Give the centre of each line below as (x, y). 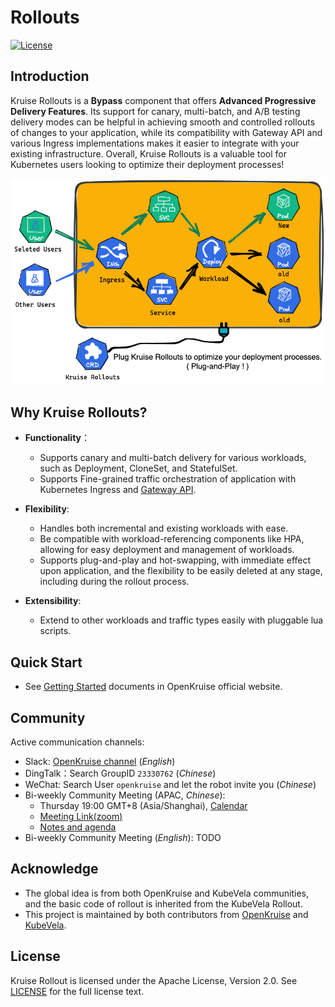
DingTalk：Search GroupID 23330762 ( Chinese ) (120, 773)
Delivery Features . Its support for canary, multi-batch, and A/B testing (155, 111)
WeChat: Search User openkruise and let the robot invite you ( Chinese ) (170, 784)
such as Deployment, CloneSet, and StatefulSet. (138, 468)
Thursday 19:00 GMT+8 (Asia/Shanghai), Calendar (143, 805)
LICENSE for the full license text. (77, 991)
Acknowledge (54, 869)
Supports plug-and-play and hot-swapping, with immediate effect (175, 560)
